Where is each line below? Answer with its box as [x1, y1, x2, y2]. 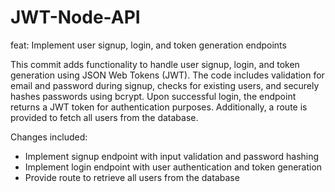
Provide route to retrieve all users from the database [24, 171, 240, 183]
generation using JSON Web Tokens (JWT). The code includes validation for [10, 69, 325, 81]
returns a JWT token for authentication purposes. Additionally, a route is [10, 101, 308, 113]
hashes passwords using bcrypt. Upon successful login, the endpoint [10, 90, 297, 102]
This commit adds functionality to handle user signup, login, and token [10, 58, 300, 70]
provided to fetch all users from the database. [10, 111, 199, 123]
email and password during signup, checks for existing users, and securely [10, 79, 320, 91]
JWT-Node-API [10, 6, 141, 29]
